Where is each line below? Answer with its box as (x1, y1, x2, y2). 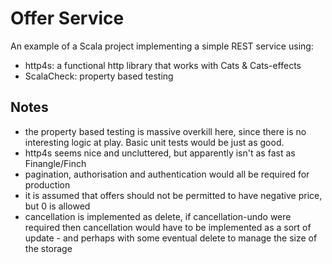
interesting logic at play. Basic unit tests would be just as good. (24, 136, 285, 148)
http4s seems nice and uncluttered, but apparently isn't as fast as (24, 147, 296, 159)
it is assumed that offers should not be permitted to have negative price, (24, 189, 323, 201)
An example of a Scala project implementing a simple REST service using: (10, 40, 314, 52)
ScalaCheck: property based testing (24, 70, 174, 82)
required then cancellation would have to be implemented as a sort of (24, 221, 312, 233)
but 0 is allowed (24, 200, 91, 212)
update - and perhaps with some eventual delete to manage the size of (24, 232, 318, 244)
